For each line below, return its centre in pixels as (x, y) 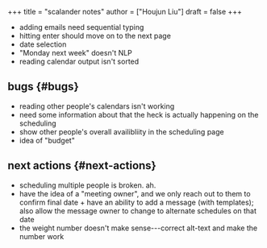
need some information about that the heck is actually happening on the (139, 114)
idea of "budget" (47, 140)
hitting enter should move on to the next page (95, 36)
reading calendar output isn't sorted (79, 61)
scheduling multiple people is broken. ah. (88, 185)
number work (42, 236)
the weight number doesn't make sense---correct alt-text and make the (138, 228)
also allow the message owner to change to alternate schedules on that (138, 211)
